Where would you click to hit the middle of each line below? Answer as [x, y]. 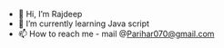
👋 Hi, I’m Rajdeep [50, 14]
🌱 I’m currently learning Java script [84, 24]
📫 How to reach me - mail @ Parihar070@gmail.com [116, 34]
